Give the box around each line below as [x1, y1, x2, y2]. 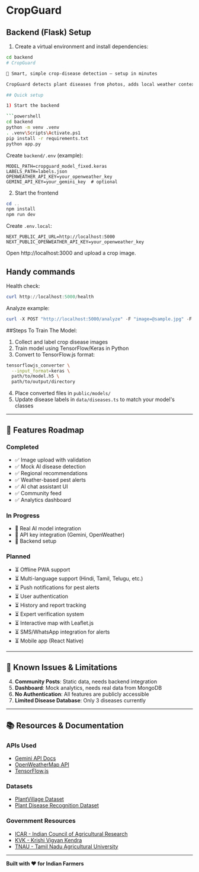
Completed [6, 443, 39, 451]
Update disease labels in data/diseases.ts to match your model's [14, 396, 175, 403]
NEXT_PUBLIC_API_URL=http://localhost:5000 [6, 234, 115, 240]
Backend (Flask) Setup [6, 27, 92, 37]
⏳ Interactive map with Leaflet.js [14, 619, 94, 626]
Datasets [6, 782, 33, 790]
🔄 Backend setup [14, 537, 57, 545]
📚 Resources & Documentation [6, 720, 124, 730]
